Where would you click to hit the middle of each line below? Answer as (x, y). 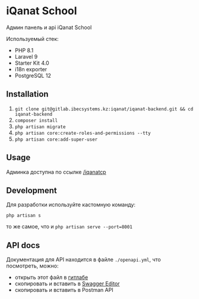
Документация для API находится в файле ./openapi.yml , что (84, 260)
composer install (36, 120)
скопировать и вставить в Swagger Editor (67, 284)
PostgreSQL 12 (33, 75)
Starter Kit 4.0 (32, 63)
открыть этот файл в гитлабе (51, 278)
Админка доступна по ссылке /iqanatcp (56, 172)
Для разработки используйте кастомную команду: (71, 205)
